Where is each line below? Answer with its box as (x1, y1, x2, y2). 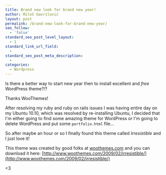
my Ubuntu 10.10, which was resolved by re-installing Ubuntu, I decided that (5, 110, 160, 116)
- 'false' (9, 30, 30, 35)
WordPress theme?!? (5, 86, 48, 91)
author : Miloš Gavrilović (5, 12, 58, 17)
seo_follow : (5, 26, 30, 31)
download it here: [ (5, 150, 44, 156)
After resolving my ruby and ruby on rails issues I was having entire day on (5, 105, 158, 111)
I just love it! (5, 135, 30, 141)
